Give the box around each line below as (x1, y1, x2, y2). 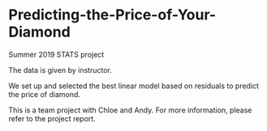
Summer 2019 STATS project (8, 49, 105, 59)
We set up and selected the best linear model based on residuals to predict (8, 81, 260, 91)
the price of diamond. (8, 89, 81, 99)
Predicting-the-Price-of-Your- (8, 6, 217, 24)
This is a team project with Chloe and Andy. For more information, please (8, 105, 252, 115)
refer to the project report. (8, 113, 96, 123)
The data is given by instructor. (8, 65, 112, 74)
